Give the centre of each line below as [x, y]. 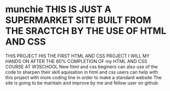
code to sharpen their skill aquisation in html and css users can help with [82, 72]
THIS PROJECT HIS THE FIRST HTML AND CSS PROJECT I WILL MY [77, 56]
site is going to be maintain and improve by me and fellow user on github [82, 83]
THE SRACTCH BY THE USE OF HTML [86, 31]
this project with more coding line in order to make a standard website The [83, 77]
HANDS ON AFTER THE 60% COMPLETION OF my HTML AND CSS [76, 61]
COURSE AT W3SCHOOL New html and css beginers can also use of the [82, 67]
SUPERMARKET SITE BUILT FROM [78, 20]
